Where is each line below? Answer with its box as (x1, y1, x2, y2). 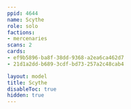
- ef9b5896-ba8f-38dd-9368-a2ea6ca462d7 (7, 54, 125, 61)
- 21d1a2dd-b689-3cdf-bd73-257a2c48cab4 (7, 61, 125, 67)
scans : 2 (7, 42, 32, 48)
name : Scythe (7, 16, 45, 23)
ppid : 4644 (7, 10, 38, 17)
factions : (7, 29, 36, 36)
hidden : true (7, 92, 45, 99)
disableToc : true (7, 86, 57, 93)
